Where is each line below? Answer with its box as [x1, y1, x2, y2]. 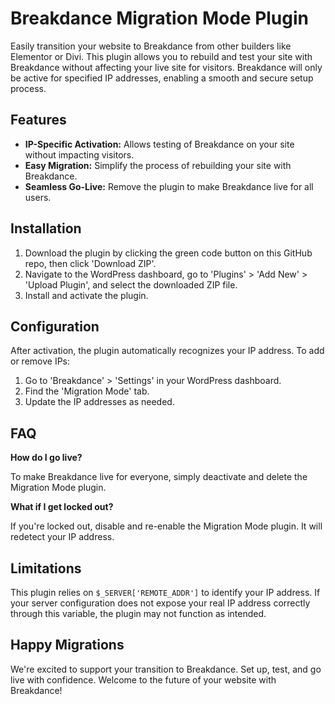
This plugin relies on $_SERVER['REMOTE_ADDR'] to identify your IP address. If [10, 587, 321, 598]
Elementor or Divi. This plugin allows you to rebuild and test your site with [10, 50, 313, 62]
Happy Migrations [10, 637, 125, 654]
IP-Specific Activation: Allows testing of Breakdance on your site [24, 138, 295, 150]
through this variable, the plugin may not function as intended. [10, 608, 267, 619]
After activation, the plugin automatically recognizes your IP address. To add [10, 345, 325, 357]
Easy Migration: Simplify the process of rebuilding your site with [24, 159, 292, 171]
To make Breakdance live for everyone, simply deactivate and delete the [10, 471, 308, 483]
